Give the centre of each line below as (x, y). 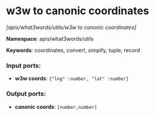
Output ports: (26, 94)
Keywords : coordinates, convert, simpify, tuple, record (73, 50)
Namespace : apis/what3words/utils (50, 38)
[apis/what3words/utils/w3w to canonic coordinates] (71, 27)
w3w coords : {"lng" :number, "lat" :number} (72, 79)
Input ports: (23, 65)
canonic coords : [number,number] (56, 107)
